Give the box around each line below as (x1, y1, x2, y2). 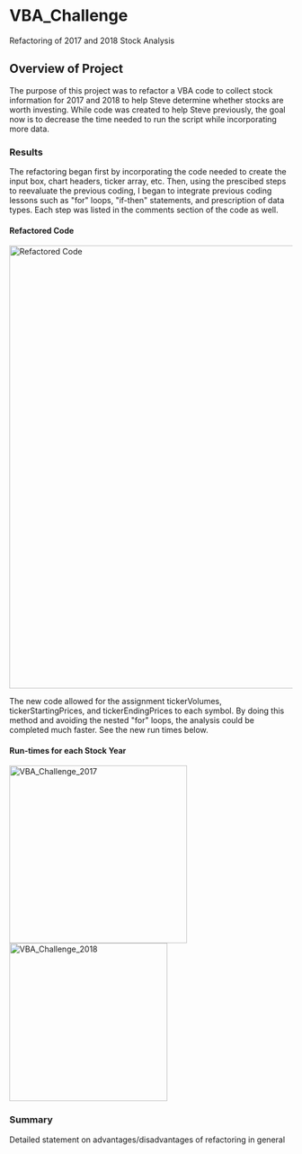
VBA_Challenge (9, 5, 129, 26)
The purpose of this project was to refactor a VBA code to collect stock (9, 85, 273, 95)
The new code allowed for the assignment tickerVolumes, (9, 696, 222, 707)
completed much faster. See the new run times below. (9, 725, 209, 736)
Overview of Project (9, 61, 124, 76)
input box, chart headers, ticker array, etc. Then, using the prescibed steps (9, 176, 287, 187)
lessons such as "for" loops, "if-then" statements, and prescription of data (9, 195, 285, 206)
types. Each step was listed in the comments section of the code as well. (9, 204, 279, 216)
